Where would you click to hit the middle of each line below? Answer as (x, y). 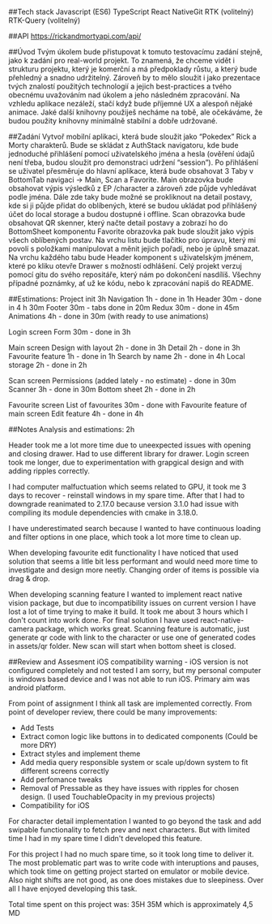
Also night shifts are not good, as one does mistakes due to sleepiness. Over (136, 880)
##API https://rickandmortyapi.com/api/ (75, 36)
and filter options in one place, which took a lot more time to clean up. (125, 537)
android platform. (37, 688)
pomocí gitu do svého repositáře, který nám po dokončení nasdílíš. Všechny (135, 274)
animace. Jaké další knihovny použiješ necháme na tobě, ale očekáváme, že (136, 112)
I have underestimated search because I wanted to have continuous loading (135, 528)
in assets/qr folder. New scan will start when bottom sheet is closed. (122, 646)
